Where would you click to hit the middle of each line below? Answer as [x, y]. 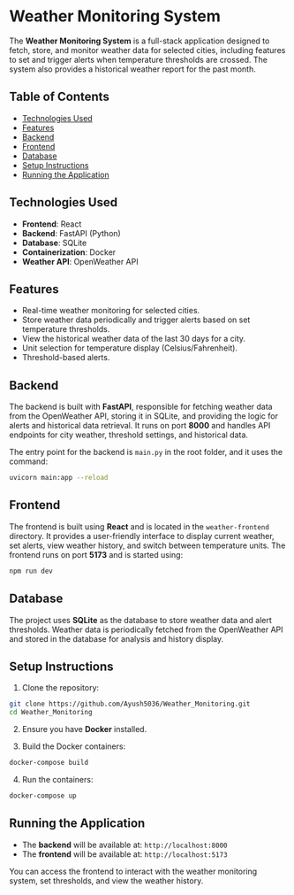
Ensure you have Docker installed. [84, 729]
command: [29, 461]
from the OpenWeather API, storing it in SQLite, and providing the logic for [143, 416]
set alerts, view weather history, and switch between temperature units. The [147, 545]
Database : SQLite [54, 243]
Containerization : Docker [69, 252]
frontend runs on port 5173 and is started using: [96, 554]
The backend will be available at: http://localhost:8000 [124, 845]
